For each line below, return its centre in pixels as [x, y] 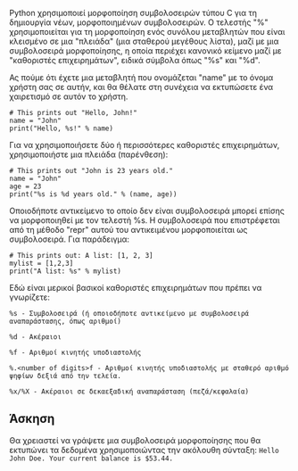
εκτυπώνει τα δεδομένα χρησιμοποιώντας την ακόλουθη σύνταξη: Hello [144, 450]
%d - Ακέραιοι [36, 337]
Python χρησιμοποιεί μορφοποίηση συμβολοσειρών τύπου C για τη [133, 13]
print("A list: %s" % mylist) [66, 271]
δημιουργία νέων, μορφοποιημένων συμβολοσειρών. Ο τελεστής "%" [139, 22]
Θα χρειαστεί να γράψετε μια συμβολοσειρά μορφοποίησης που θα [135, 440]
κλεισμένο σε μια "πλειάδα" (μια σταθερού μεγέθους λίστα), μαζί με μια [144, 41]
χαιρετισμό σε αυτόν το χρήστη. [69, 96]
